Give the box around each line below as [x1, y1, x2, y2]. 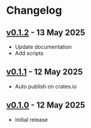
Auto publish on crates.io [14, 83, 77, 90]
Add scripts [14, 50, 44, 57]
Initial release [14, 116, 48, 123]
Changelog [6, 4, 62, 17]
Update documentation [14, 43, 72, 50]
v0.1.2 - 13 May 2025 [6, 28, 86, 38]
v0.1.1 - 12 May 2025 [6, 67, 83, 77]
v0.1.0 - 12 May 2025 [6, 100, 86, 111]
